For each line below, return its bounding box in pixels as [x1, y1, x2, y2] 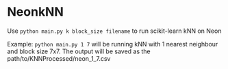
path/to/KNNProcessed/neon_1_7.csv [7, 54, 111, 62]
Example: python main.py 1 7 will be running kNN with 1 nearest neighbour [7, 40, 218, 48]
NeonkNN [7, 4, 64, 20]
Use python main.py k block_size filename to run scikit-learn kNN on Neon [7, 27, 222, 35]
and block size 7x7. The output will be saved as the [7, 47, 151, 55]
